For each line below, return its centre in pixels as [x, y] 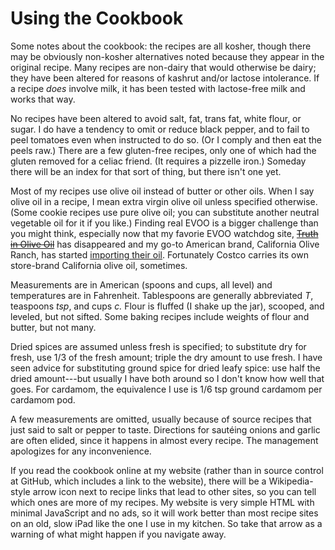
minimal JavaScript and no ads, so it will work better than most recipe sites [164, 513]
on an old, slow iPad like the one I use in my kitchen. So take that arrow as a [166, 523]
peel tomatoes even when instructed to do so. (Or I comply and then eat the [166, 139]
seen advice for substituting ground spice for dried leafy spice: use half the [165, 368]
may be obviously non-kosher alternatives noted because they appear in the [167, 56]
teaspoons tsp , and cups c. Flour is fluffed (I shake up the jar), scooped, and [167, 306]
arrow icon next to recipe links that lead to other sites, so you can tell [174, 491]
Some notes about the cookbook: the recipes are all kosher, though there [161, 46]
